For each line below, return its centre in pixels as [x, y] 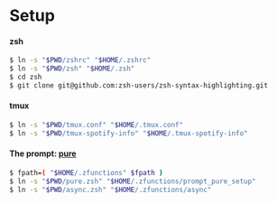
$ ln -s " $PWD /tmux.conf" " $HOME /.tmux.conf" [96, 125]
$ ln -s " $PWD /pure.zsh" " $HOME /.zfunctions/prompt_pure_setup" [133, 181]
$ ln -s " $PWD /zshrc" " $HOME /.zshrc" [80, 60]
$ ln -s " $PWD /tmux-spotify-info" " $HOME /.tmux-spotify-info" [129, 133]
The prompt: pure [43, 153]
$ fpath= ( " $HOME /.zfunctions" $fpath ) [87, 173]
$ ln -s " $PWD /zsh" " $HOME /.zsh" [72, 69]
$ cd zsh [26, 78]
